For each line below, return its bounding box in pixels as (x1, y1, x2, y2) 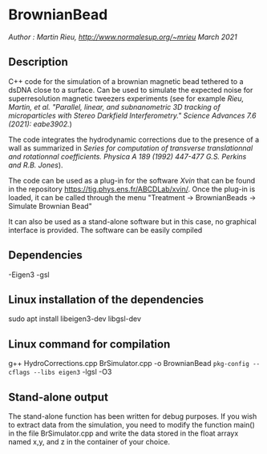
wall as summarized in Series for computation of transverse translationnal (8, 143, 253, 153)
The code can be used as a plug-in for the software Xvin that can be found (8, 175, 256, 185)
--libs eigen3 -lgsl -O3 (33, 367, 112, 377)
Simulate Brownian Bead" (8, 201, 92, 211)
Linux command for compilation (8, 337, 171, 351)
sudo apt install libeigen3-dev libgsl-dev (8, 314, 142, 323)
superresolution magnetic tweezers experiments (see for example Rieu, (8, 94, 245, 103)
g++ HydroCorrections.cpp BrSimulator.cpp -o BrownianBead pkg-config (8, 359, 250, 368)
